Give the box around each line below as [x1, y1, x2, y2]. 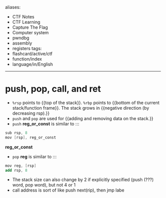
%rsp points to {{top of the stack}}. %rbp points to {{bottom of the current [12, 99, 160, 106]
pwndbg [12, 35, 30, 41]
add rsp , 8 [5, 168, 28, 173]
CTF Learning [12, 19, 41, 25]
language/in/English [12, 62, 53, 67]
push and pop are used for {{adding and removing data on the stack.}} [12, 115, 154, 121]
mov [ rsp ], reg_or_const [5, 135, 56, 140]
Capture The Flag [12, 24, 48, 30]
